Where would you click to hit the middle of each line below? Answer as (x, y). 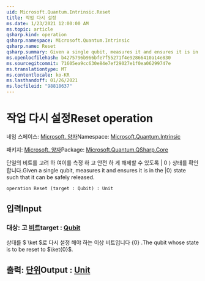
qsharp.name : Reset (31, 47)
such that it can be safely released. (50, 177)
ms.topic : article (30, 29)
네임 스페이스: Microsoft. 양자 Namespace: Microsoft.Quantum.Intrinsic (94, 136)
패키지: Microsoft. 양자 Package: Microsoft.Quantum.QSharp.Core (87, 149)
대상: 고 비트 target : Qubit (43, 228)
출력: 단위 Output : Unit (48, 270)
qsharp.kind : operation (37, 35)
